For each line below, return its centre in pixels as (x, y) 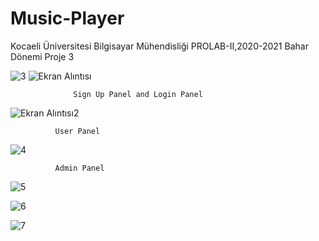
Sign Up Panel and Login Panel (138, 94)
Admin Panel (79, 168)
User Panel (77, 131)
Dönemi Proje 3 (42, 56)
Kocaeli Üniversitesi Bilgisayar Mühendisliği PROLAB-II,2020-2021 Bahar (159, 46)
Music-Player (67, 18)
